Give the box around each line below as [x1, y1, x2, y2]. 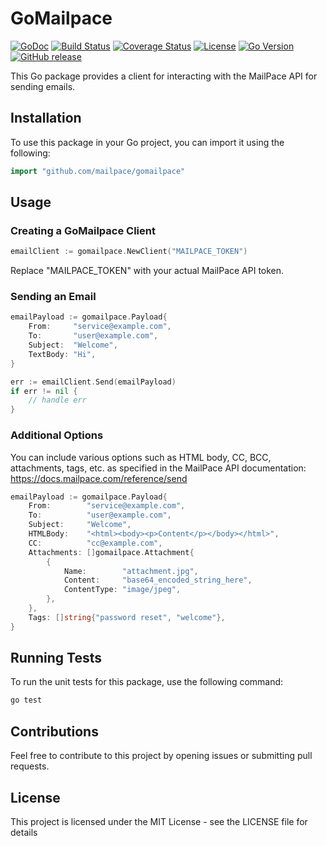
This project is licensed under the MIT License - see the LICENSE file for [10, 815, 308, 827]
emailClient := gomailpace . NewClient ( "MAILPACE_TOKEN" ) [10, 247, 248, 257]
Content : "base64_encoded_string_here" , [63, 575, 253, 586]
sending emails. [10, 80, 76, 92]
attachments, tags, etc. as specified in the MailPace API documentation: [10, 462, 307, 474]
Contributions [10, 723, 99, 740]
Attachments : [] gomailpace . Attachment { [28, 547, 195, 557]
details [10, 826, 38, 838]
